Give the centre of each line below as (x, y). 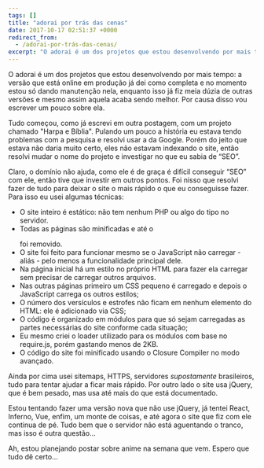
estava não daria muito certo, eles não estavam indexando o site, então (124, 148)
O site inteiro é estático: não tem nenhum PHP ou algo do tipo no (124, 212)
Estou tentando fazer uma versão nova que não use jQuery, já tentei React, (129, 408)
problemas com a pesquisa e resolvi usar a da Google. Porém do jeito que (128, 140)
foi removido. (41, 244)
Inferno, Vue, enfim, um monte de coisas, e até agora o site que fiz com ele (130, 416)
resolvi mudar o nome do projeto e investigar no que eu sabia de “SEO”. (124, 157)
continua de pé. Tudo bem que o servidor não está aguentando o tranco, (126, 425)
